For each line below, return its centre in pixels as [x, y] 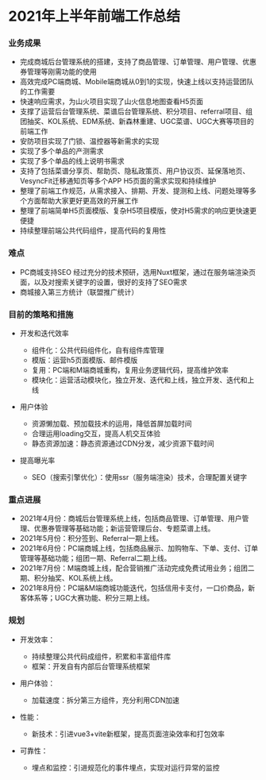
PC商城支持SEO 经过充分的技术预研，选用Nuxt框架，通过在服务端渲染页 [138, 272]
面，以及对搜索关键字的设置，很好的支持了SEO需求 [103, 282]
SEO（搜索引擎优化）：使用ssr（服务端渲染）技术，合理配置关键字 [139, 477]
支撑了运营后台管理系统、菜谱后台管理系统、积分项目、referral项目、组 [136, 111]
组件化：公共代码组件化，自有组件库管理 [98, 350]
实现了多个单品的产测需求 [62, 151]
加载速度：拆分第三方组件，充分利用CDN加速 [106, 700]
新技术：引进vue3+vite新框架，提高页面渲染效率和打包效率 [128, 734]
